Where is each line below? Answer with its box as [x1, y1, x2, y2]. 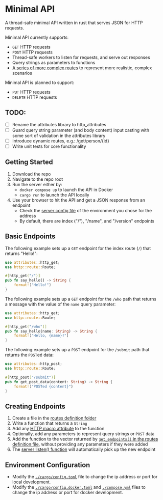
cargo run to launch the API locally [19, 192, 90, 197]
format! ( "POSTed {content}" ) [14, 384, 73, 389]
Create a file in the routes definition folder [12, 415, 96, 421]
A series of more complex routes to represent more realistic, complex [12, 65, 152, 71]
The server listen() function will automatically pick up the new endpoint [12, 446, 156, 452]
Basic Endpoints [5, 232, 56, 241]
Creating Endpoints [5, 402, 66, 411]
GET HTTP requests [12, 44, 51, 50]
